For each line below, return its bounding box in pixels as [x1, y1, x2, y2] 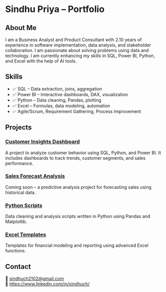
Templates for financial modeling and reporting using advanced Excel [5, 242, 149, 248]
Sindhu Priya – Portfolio [5, 4, 105, 15]
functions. [5, 248, 26, 254]
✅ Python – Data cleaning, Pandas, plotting [12, 97, 102, 103]
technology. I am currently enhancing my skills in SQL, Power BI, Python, [5, 53, 155, 59]
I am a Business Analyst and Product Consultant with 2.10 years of [5, 37, 142, 43]
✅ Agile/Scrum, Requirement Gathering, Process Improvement [12, 108, 141, 114]
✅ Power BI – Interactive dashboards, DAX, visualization [12, 91, 128, 97]
